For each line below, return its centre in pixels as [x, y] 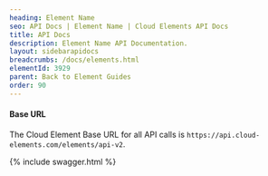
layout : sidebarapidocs [54, 52]
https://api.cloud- [224, 135]
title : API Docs [40, 34]
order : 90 [28, 85]
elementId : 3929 [40, 69]
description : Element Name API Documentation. [99, 43]
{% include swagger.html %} [63, 161]
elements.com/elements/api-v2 [67, 145]
